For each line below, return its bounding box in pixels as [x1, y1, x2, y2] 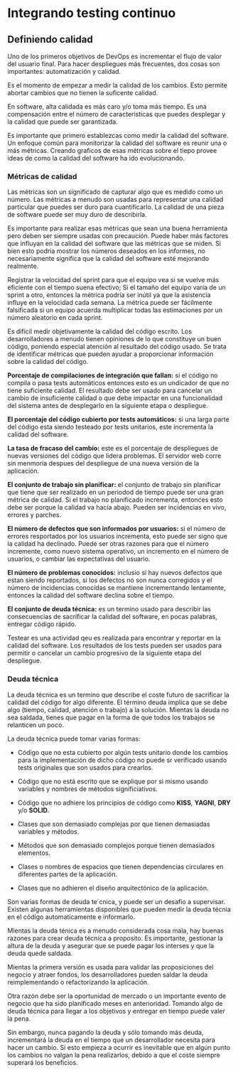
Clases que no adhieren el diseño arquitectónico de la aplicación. [17, 884, 209, 892]
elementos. [17, 848, 51, 857]
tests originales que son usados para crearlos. [17, 763, 154, 772]
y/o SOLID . [17, 805, 50, 815]
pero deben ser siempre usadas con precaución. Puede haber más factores [7, 232, 229, 240]
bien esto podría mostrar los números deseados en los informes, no [7, 247, 206, 255]
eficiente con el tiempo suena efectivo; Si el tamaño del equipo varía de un [7, 283, 226, 292]
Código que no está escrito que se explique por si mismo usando [17, 777, 208, 785]
